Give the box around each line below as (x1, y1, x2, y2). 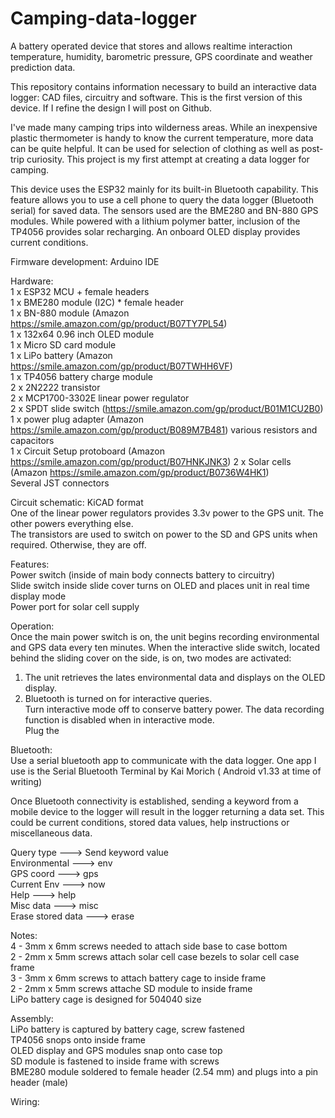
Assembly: (10, 1012, 54, 1024)
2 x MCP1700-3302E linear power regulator (10, 392, 190, 404)
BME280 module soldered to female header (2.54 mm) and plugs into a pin (10, 1065, 319, 1077)
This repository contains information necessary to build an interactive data (10, 80, 317, 92)
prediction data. (10, 61, 76, 73)
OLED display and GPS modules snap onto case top (10, 1044, 223, 1056)
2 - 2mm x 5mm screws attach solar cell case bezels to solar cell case (10, 950, 300, 962)
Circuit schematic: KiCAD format (10, 496, 144, 508)
